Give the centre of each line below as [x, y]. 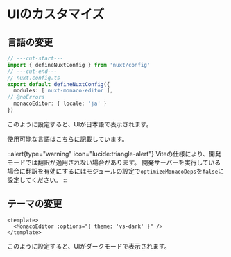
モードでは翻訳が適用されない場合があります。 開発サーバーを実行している [114, 162]
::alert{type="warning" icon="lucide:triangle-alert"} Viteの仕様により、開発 [114, 154]
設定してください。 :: [37, 180]
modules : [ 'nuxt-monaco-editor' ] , [63, 91]
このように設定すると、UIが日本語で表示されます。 [80, 124]
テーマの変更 [35, 204]
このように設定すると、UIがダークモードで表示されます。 [89, 246]
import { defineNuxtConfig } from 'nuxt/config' [79, 65]
